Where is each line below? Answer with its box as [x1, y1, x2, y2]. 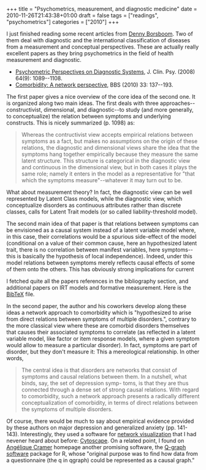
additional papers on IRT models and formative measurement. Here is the [6, 284, 191, 291]
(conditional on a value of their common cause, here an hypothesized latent [6, 239, 197, 247]
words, [6, 355, 24, 361]
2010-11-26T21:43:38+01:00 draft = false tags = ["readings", [6, 12, 159, 19]
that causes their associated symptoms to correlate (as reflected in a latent [6, 328, 196, 336]
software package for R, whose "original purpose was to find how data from [6, 450, 198, 457]
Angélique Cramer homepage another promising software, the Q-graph [6, 444, 186, 450]
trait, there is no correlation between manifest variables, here [6, 246, 161, 253]
